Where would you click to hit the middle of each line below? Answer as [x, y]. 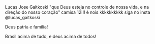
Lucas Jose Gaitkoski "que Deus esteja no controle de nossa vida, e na [77, 7]
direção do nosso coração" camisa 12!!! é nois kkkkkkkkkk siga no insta [78, 12]
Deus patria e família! [27, 27]
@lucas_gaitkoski [23, 17]
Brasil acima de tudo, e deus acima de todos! [51, 36]
